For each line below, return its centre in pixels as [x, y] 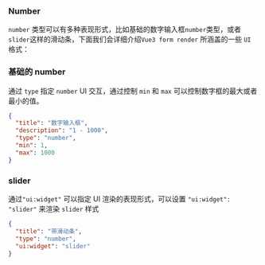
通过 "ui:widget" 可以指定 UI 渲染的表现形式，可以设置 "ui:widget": [119, 199]
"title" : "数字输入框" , [52, 123]
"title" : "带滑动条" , [49, 231]
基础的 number [37, 72]
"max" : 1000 [35, 153]
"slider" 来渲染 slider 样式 [54, 209]
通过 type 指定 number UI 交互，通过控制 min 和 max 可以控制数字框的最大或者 [133, 91]
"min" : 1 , [31, 146]
